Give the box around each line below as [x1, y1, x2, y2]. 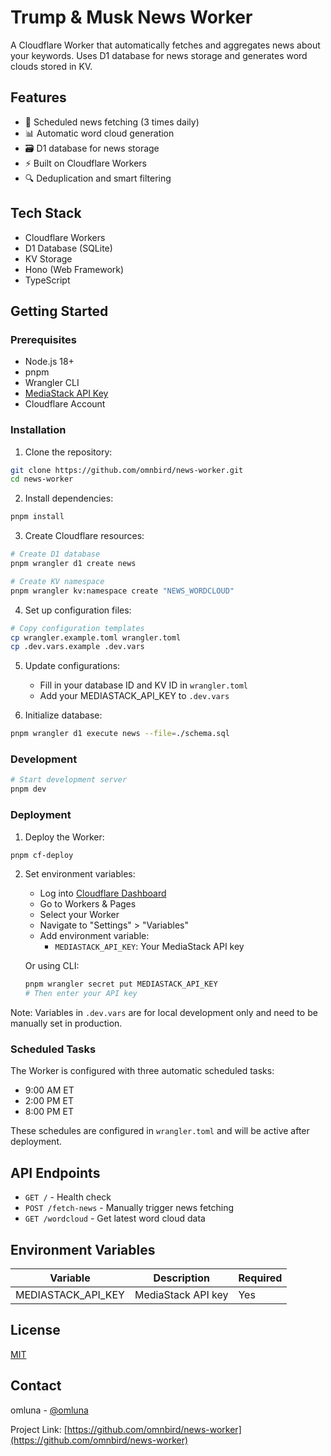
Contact [10, 1377, 62, 1395]
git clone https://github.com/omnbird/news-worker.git [10, 465, 244, 475]
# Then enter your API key [24, 989, 138, 999]
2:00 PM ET [24, 1095, 74, 1107]
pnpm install [10, 512, 65, 522]
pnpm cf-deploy [10, 850, 74, 860]
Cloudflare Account [24, 398, 106, 410]
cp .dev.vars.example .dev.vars [10, 642, 145, 652]
